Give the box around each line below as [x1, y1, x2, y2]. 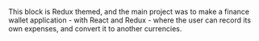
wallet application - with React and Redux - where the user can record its [8, 15, 252, 25]
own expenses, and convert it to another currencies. [8, 24, 182, 33]
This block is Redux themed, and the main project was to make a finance [8, 7, 250, 16]
